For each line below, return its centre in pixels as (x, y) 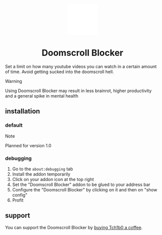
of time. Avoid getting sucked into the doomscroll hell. (60, 72)
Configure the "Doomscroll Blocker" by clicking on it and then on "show (85, 189)
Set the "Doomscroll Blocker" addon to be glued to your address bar (81, 184)
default (14, 125)
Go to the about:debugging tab (42, 169)
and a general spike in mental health (42, 96)
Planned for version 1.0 (28, 145)
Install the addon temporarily (41, 174)
